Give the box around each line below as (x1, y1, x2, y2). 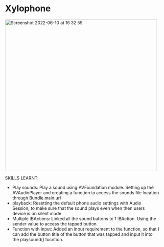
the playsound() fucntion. (12, 236, 64, 242)
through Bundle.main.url (12, 195, 61, 201)
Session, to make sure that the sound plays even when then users (12, 205, 145, 211)
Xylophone (5, 3, 51, 14)
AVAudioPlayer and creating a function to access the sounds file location (12, 189, 159, 196)
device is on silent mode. (12, 210, 63, 216)
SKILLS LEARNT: (5, 175, 39, 181)
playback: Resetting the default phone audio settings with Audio (12, 200, 141, 206)
